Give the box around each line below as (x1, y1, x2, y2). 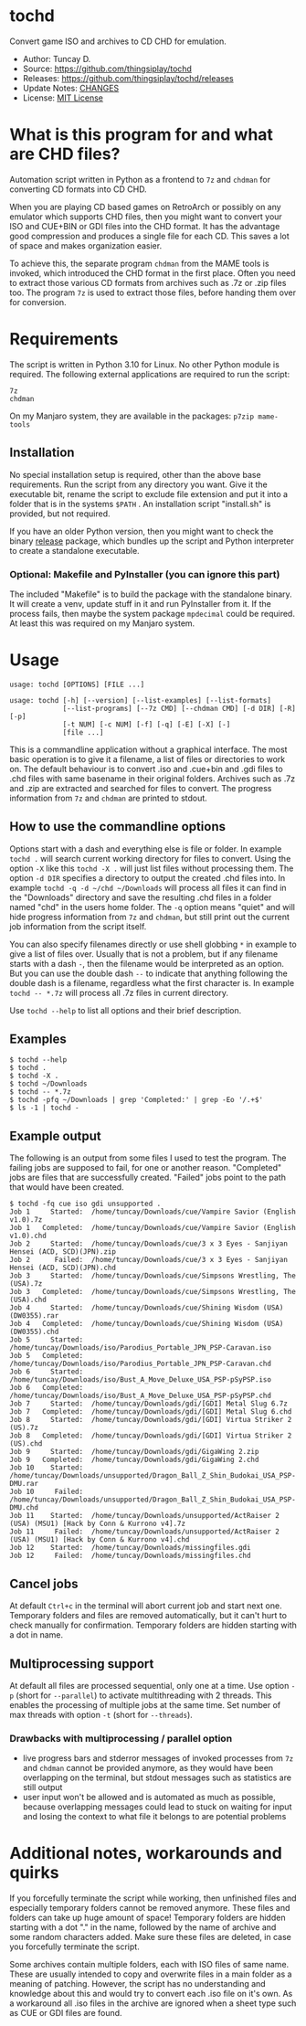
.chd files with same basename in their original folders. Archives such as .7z (9, 773, 295, 784)
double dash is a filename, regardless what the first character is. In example (9, 977, 295, 988)
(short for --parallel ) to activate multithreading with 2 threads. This (16, 1690, 272, 1701)
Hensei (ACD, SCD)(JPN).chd (9, 1263, 117, 1273)
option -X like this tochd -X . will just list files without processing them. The (9, 863, 294, 874)
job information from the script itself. (9, 920, 147, 932)
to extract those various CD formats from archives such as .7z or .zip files (9, 277, 287, 288)
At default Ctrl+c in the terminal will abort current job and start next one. (9, 1600, 282, 1611)
